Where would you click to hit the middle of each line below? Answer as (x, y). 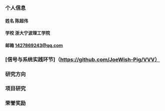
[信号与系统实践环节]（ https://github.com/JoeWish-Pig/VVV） (82, 59)
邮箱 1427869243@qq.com (34, 45)
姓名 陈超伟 (17, 20)
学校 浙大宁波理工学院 (28, 33)
